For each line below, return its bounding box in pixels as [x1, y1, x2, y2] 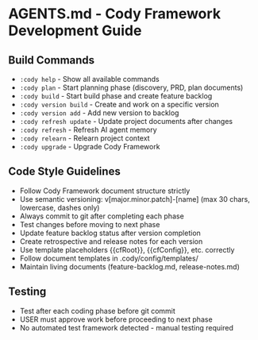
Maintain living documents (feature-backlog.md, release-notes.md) [19, 261, 240, 271]
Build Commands [8, 53, 95, 67]
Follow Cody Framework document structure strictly [19, 186, 191, 195]
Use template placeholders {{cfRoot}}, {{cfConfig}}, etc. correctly [19, 245, 235, 254]
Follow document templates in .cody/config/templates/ [19, 253, 198, 263]
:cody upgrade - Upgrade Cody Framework [19, 142, 160, 151]
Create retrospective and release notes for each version [19, 236, 203, 246]
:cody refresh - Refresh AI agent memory [19, 125, 157, 134]
